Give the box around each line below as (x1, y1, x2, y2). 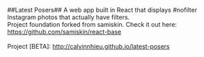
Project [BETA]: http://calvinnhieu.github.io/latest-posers (7, 43, 170, 50)
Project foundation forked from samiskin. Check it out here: (7, 21, 178, 28)
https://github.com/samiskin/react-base (7, 27, 122, 36)
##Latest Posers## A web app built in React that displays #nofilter (7, 6, 197, 14)
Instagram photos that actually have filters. (7, 13, 130, 21)
